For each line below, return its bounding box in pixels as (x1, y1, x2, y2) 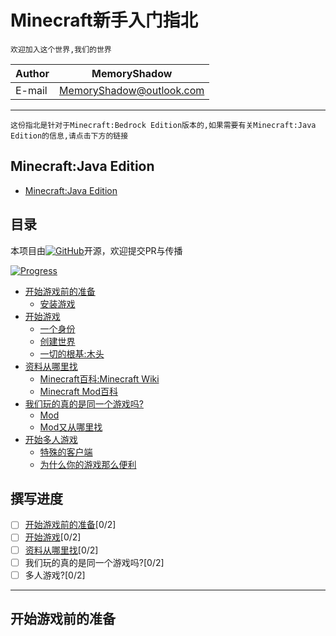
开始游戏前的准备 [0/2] (24, 519, 117, 531)
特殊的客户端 (39, 446, 93, 458)
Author (15, 66, 50, 80)
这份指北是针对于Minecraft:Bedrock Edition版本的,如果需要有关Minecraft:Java (10, 120, 317, 130)
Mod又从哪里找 (39, 421, 103, 433)
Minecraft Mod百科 (39, 385, 119, 397)
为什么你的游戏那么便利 (39, 458, 137, 470)
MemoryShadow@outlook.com (59, 83, 205, 97)
